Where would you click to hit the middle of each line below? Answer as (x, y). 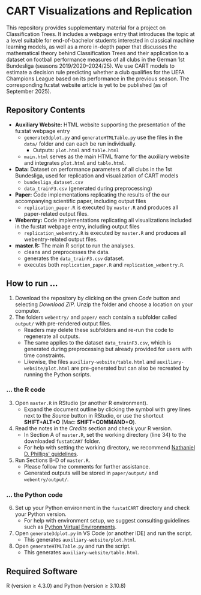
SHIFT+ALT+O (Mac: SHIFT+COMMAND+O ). (80, 422)
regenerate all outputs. (52, 336)
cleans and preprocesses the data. (67, 252)
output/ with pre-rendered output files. (63, 323)
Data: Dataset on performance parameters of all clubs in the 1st (93, 169)
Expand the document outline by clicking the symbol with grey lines (107, 409)
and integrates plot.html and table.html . (75, 162)
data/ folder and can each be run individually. (80, 144)
